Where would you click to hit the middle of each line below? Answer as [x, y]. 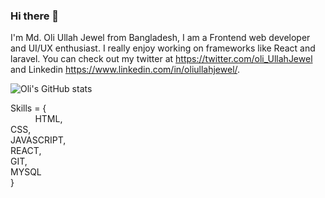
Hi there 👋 [35, 16]
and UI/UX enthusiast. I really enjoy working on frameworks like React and [163, 48]
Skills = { [28, 108]
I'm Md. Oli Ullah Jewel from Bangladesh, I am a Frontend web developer [160, 38]
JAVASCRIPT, [38, 140]
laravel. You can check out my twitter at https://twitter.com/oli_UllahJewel [161, 59]
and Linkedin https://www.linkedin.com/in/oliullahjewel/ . [125, 70]
